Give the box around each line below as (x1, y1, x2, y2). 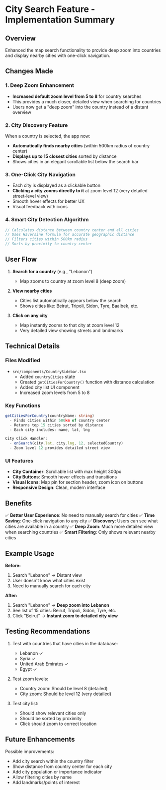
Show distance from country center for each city (12, 763, 112, 770)
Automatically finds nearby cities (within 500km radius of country (12, 142, 150, 148)
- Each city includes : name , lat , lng (9, 427, 90, 432)
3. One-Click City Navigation (5, 171, 76, 178)
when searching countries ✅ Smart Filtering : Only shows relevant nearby (5, 529, 156, 535)
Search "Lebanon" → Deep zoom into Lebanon (12, 602, 109, 608)
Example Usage (5, 549, 55, 558)
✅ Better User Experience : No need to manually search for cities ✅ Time (5, 512, 155, 518)
